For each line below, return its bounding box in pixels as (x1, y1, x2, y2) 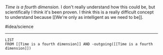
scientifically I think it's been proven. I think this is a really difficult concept (5, 9, 154, 15)
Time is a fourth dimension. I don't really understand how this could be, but (5, 4, 155, 10)
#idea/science (5, 24, 34, 29)
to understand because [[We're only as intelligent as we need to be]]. (5, 14, 144, 20)
